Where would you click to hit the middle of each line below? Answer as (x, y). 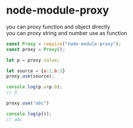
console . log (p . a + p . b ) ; (34, 87)
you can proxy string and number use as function (66, 33)
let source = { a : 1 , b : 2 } (36, 71)
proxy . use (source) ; (30, 76)
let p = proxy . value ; (33, 60)
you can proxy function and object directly (58, 27)
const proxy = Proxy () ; (36, 49)
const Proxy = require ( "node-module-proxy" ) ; (64, 44)
